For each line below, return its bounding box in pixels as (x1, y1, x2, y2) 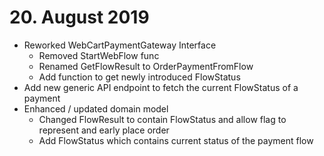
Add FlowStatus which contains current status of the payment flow (38, 134, 314, 146)
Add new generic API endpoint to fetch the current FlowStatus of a (23, 81, 299, 93)
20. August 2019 (9, 6, 150, 29)
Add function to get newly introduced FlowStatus (38, 71, 241, 83)
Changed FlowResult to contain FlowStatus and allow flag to (38, 113, 287, 125)
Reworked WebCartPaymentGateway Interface (23, 39, 217, 51)
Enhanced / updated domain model (23, 102, 169, 115)
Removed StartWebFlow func (38, 49, 160, 61)
